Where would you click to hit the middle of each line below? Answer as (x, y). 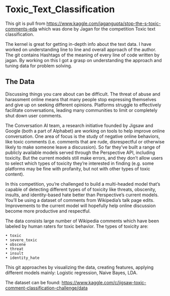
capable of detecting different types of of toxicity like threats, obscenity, (81, 189)
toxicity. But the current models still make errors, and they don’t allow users (84, 158)
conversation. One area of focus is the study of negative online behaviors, (82, 136)
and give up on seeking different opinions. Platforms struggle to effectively (83, 105)
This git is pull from (25, 23)
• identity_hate (22, 258)
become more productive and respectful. (48, 211)
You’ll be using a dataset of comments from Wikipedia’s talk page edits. (80, 200)
